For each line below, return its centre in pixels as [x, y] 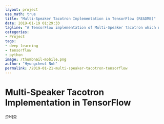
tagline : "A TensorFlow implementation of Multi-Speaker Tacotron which [81, 28]
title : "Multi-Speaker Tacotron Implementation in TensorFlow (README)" [81, 18]
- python [14, 55]
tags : [10, 41]
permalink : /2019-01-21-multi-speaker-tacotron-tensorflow [66, 69]
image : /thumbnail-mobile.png [36, 59]
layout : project [21, 9]
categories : [17, 32]
